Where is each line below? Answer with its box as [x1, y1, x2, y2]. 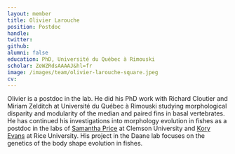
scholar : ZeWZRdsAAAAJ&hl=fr [7, 62, 93, 69]
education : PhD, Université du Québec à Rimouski [7, 56, 156, 63]
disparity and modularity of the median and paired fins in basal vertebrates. [7, 109, 225, 118]
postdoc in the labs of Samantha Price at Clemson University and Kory [7, 124, 210, 133]
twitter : [7, 36, 33, 43]
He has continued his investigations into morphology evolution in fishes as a [7, 117, 227, 125]
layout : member [7, 10, 52, 17]
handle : [7, 29, 30, 37]
